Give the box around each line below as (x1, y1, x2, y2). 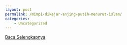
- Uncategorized (14, 21, 48, 26)
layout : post (5, 7, 32, 12)
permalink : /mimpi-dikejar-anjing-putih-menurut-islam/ (5, 12, 122, 17)
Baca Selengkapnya (5, 34, 46, 40)
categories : (5, 16, 30, 21)
